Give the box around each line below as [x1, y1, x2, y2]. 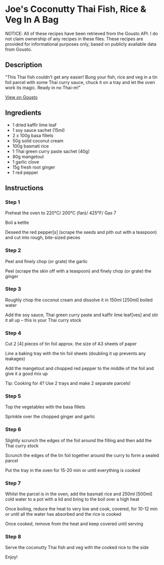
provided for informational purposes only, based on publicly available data [5, 41, 157, 47]
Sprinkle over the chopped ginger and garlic [5, 414, 95, 420]
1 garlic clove [12, 159, 40, 165]
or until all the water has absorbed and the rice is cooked [5, 511, 121, 517]
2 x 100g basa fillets [12, 132, 54, 138]
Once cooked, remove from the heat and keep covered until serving [5, 521, 144, 527]
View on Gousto [5, 94, 38, 100]
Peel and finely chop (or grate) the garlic [5, 258, 88, 264]
